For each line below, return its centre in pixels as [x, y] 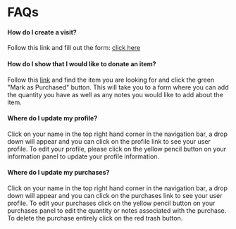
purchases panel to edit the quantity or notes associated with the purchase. [117, 211]
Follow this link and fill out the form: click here [74, 48]
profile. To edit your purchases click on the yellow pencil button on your [111, 203]
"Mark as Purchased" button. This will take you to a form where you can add [118, 87]
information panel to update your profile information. [83, 156]
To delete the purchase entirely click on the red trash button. [95, 218]
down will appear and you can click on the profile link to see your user [109, 141]
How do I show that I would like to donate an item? [82, 63]
